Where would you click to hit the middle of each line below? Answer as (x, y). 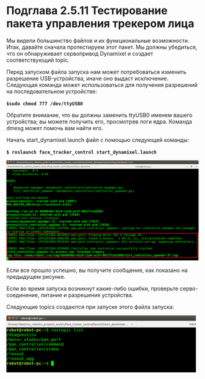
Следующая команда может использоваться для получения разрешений (102, 85)
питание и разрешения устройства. (87, 295)
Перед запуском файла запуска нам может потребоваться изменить (96, 72)
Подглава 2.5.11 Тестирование (87, 11)
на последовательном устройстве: (52, 91)
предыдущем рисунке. (36, 276)
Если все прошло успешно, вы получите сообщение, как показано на (97, 270)
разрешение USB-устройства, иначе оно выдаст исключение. (88, 78)
